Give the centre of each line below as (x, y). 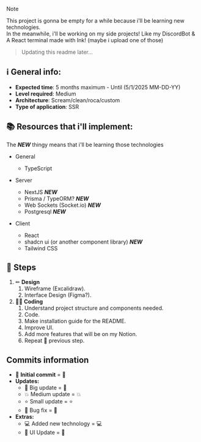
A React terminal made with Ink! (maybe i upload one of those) (85, 40)
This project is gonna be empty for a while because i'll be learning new (95, 21)
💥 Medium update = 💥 (53, 394)
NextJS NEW (41, 192)
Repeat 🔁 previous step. (54, 341)
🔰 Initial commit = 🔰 (40, 375)
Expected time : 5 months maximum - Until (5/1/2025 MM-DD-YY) (98, 87)
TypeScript (38, 168)
